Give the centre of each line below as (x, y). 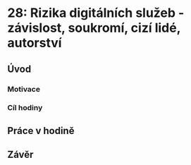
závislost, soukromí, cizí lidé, (94, 28)
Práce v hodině (41, 131)
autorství (35, 43)
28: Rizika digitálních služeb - (96, 13)
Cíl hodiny (25, 108)
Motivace (24, 89)
